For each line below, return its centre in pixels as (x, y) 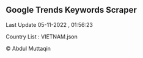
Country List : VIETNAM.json (42, 37)
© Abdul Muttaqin (28, 48)
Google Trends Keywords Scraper (71, 10)
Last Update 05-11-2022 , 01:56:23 (49, 24)
